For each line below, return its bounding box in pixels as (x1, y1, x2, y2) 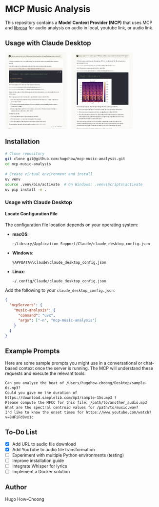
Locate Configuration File (5, 211, 58, 217)
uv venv (5, 177, 21, 182)
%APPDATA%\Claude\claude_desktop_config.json (12, 260, 106, 265)
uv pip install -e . (5, 187, 47, 192)
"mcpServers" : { (9, 302, 42, 307)
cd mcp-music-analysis (5, 161, 51, 166)
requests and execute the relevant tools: (5, 370, 86, 376)
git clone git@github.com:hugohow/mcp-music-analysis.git (5, 156, 125, 161)
